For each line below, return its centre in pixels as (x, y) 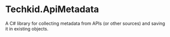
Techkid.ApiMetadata (52, 9)
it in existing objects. (27, 28)
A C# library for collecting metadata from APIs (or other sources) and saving (85, 23)
